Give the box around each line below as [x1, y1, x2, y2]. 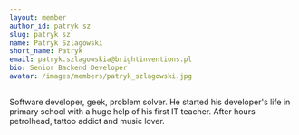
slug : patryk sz [9, 30, 71, 39]
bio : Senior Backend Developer [9, 64, 128, 73]
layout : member [9, 13, 67, 22]
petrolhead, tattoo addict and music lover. [9, 115, 165, 126]
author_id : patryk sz [9, 22, 92, 31]
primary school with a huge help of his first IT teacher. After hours [9, 105, 256, 117]
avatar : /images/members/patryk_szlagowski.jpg [9, 72, 193, 81]
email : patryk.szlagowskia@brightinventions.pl [9, 55, 193, 64]
